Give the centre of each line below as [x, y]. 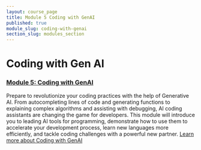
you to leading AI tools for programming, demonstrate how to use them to [97, 121]
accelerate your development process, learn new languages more [88, 127]
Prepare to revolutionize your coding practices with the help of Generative [98, 95]
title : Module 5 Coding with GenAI [51, 17]
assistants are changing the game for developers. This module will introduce [100, 115]
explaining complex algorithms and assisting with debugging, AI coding [94, 108]
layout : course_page [32, 12]
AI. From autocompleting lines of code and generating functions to [88, 102]
